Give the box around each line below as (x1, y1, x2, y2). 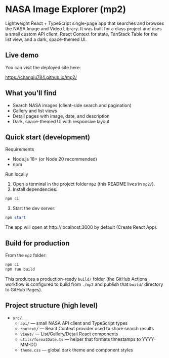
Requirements (5, 146, 34, 152)
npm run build (5, 267, 35, 272)
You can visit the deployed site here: (5, 64, 81, 70)
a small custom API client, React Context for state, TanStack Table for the (5, 31, 158, 37)
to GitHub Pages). (5, 286, 43, 292)
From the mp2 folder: (5, 252, 47, 258)
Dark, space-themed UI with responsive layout (12, 118, 110, 124)
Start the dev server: (12, 206, 56, 212)
